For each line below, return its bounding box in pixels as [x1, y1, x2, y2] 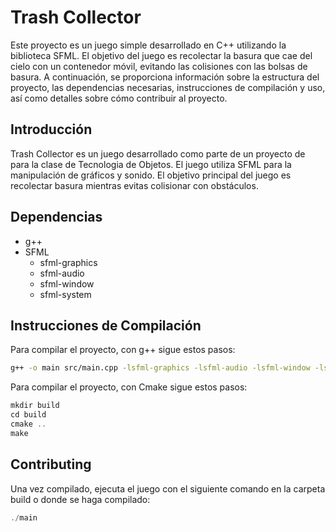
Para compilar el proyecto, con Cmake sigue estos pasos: [10, 381, 248, 393]
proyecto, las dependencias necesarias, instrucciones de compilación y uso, [10, 81, 326, 93]
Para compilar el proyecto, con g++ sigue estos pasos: [10, 344, 236, 356]
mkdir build [10, 401, 60, 411]
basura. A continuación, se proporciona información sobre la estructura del [10, 71, 320, 83]
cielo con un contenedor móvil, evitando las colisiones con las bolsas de [10, 60, 308, 72]
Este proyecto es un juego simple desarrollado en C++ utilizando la [10, 39, 287, 51]
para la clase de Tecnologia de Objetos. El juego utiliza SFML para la [10, 158, 292, 170]
